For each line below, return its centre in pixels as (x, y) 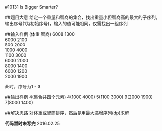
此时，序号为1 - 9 (23, 87)
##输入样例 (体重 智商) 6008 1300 (40, 34)
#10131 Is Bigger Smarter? (32, 7)
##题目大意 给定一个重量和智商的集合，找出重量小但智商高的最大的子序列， (82, 17)
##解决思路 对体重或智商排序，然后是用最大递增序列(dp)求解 (67, 113)
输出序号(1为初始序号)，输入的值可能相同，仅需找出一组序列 (66, 23)
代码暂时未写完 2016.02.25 (33, 123)
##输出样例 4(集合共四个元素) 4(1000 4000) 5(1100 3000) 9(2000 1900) (79, 97)
